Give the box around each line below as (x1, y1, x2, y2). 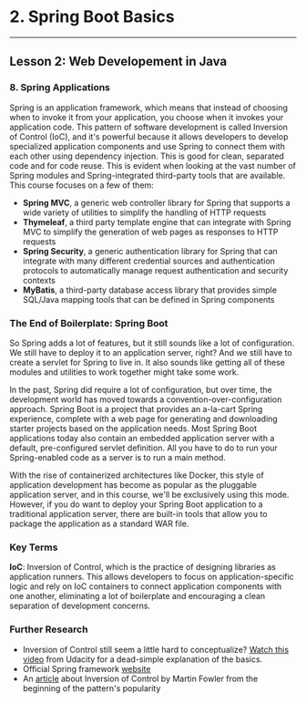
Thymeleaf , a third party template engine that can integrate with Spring (22, 216, 291, 227)
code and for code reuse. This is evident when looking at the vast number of (9, 160, 296, 171)
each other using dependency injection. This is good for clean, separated (9, 150, 285, 161)
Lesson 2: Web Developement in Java (9, 54, 228, 69)
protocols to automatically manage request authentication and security (22, 264, 289, 275)
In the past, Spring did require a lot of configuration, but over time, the (9, 384, 272, 395)
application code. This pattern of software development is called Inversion (9, 121, 289, 132)
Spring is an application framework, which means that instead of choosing (9, 102, 289, 113)
